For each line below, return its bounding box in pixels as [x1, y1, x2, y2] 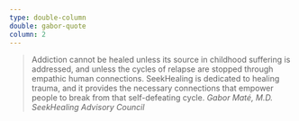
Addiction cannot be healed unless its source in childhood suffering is [31, 55, 291, 65]
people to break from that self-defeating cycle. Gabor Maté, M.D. [31, 92, 273, 103]
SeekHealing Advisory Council [31, 102, 145, 113]
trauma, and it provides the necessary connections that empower [31, 82, 275, 94]
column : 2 [9, 30, 47, 39]
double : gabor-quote [9, 22, 87, 30]
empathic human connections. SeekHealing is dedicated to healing [31, 73, 280, 84]
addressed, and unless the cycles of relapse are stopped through [31, 64, 274, 74]
